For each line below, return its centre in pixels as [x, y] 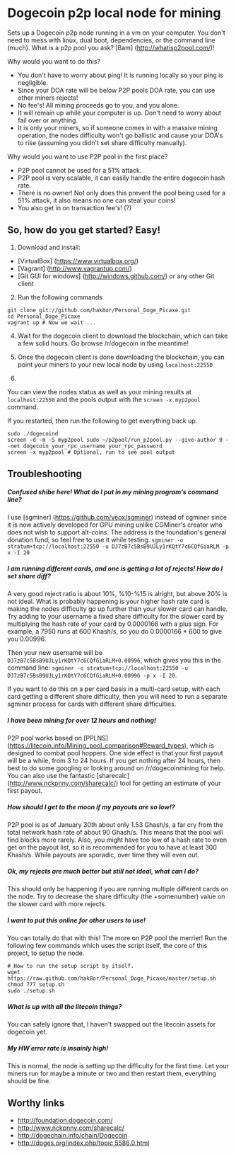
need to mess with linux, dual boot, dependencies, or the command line [111, 40]
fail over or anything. [48, 120]
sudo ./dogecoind [33, 433]
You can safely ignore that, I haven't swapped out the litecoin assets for [112, 1024]
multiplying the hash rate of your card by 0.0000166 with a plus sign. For [113, 624]
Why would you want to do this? [54, 61]
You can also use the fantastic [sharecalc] [69, 776]
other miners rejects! [48, 98]
